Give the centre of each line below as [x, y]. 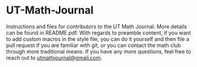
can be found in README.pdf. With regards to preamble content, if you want [98, 32]
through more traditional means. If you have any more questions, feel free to [99, 51]
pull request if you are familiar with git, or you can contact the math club [93, 45]
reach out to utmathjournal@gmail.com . [54, 58]
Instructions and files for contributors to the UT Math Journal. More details [96, 26]
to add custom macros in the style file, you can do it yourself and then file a [98, 39]
